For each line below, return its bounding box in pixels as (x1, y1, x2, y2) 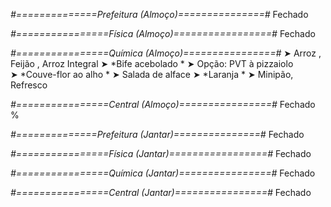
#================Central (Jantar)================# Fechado (10, 187, 312, 198)
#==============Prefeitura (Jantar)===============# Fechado (10, 129, 305, 140)
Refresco (10, 79, 48, 91)
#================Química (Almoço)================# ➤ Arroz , (10, 47, 322, 59)
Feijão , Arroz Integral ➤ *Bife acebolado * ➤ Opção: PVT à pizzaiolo (10, 58, 294, 69)
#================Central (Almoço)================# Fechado (10, 99, 316, 110)
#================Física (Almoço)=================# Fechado (10, 28, 316, 39)
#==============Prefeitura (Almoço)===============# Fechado (10, 9, 309, 20)
